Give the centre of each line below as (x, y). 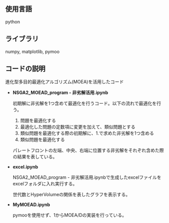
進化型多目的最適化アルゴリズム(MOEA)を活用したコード (65, 82)
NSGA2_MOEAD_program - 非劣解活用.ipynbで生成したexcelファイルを (87, 177)
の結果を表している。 (35, 157)
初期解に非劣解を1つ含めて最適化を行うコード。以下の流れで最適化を (84, 104)
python (13, 21)
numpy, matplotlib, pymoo (32, 51)
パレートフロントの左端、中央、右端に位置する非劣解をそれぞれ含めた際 (88, 150)
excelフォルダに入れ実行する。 (45, 184)
